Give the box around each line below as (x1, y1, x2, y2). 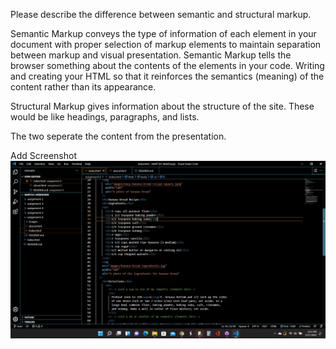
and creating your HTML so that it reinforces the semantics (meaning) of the (10, 70, 325, 82)
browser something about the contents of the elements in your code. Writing (10, 60, 325, 71)
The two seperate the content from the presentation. (10, 130, 227, 142)
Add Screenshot (10, 150, 77, 161)
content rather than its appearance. (10, 81, 157, 93)
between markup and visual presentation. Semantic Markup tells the (10, 49, 292, 61)
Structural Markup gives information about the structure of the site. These (10, 100, 315, 112)
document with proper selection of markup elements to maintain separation (10, 39, 322, 50)
